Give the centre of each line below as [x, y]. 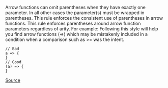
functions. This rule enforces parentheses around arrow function [73, 23]
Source [13, 80]
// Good [13, 62]
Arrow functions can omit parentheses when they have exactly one [76, 7]
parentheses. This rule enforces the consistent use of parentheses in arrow [84, 18]
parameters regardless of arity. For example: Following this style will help [82, 29]
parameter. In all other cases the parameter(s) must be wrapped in [75, 13]
